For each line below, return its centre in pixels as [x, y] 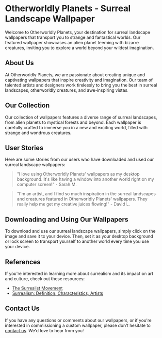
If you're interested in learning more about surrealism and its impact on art [79, 273]
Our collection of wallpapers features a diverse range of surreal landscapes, [81, 117]
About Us [19, 63]
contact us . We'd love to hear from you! [44, 330]
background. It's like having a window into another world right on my [85, 179]
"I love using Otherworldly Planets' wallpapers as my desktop [78, 174]
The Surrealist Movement [37, 288]
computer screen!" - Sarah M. [47, 185]
